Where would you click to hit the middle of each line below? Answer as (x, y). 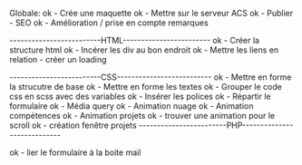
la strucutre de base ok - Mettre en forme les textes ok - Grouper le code (146, 87)
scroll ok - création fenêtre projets (73, 125)
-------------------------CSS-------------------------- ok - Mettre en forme (151, 77)
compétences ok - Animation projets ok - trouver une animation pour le (142, 116)
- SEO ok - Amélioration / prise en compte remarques (109, 23)
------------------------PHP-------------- (216, 125)
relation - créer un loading (58, 59)
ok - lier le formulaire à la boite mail (75, 152)
